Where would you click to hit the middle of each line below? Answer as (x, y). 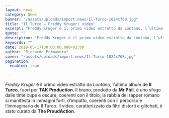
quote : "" (16, 33)
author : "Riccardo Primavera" (37, 52)
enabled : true (24, 66)
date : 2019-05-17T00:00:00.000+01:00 (45, 47)
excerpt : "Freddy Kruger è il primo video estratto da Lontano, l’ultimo (84, 29)
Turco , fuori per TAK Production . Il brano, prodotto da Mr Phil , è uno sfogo (83, 90)
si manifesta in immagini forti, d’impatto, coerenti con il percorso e (74, 100)
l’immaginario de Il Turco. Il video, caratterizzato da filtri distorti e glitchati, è (84, 106)
